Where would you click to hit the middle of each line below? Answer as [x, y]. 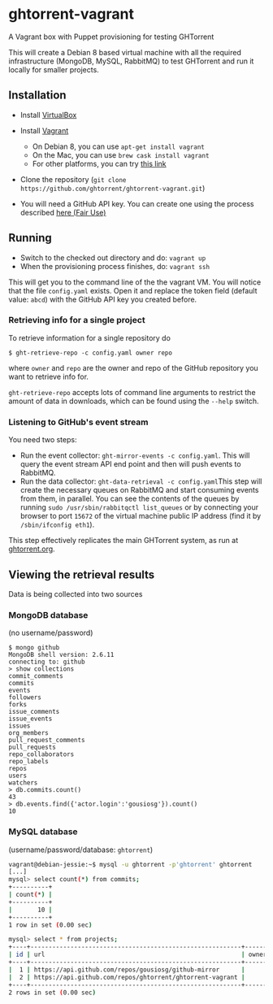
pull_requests [32, 748]
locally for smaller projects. [54, 69]
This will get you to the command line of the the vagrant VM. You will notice [135, 282]
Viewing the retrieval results [82, 574]
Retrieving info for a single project [77, 320]
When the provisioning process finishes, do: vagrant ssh [115, 266]
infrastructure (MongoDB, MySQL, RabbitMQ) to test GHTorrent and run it [131, 61]
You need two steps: [43, 440]
